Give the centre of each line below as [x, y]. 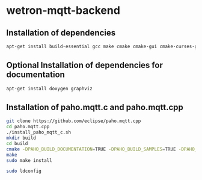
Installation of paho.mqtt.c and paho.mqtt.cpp [95, 107]
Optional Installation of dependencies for [85, 65]
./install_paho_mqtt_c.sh [38, 132]
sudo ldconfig [24, 171]
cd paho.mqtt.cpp [28, 127]
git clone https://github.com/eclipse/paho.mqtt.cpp [74, 121]
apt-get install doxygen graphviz [50, 88]
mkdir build [21, 138]
